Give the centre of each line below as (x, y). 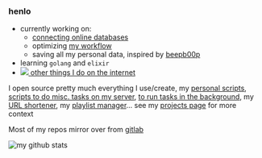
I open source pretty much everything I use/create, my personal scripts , (128, 88)
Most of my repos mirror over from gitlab (76, 130)
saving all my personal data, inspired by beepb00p (116, 55)
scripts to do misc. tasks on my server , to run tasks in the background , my (131, 97)
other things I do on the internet (83, 73)
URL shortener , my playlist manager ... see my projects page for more (123, 106)
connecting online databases (80, 37)
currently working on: (56, 29)
